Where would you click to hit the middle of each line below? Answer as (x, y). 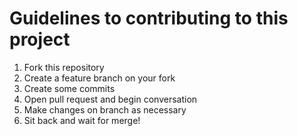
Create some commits (69, 88)
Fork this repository (64, 67)
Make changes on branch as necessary (105, 109)
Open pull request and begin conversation (110, 99)
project (40, 39)
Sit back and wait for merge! (82, 120)
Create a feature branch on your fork (99, 78)
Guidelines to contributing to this (149, 18)
